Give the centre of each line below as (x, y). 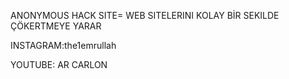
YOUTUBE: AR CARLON (59, 64)
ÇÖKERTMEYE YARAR (56, 26)
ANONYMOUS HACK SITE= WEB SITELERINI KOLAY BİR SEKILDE (145, 15)
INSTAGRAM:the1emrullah (63, 45)
